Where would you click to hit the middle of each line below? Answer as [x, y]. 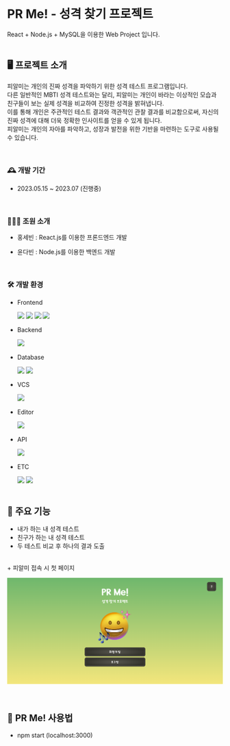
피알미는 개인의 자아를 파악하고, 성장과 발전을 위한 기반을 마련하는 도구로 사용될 [113, 129]
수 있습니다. [23, 137]
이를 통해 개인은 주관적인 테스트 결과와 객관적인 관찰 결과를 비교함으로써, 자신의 [113, 112]
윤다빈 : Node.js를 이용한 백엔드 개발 [66, 252]
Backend [29, 330]
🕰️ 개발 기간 [26, 170]
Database [30, 357]
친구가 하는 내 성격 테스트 [51, 538]
